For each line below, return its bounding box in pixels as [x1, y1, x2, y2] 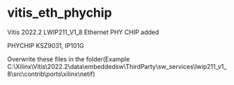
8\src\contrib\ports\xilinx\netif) [7, 70, 95, 78]
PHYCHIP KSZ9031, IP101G [7, 41, 84, 49]
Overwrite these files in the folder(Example [7, 54, 130, 63]
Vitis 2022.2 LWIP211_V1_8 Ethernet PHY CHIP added [7, 28, 159, 36]
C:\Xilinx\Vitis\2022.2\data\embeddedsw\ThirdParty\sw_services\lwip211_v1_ [7, 62, 227, 70]
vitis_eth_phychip [7, 5, 113, 21]
